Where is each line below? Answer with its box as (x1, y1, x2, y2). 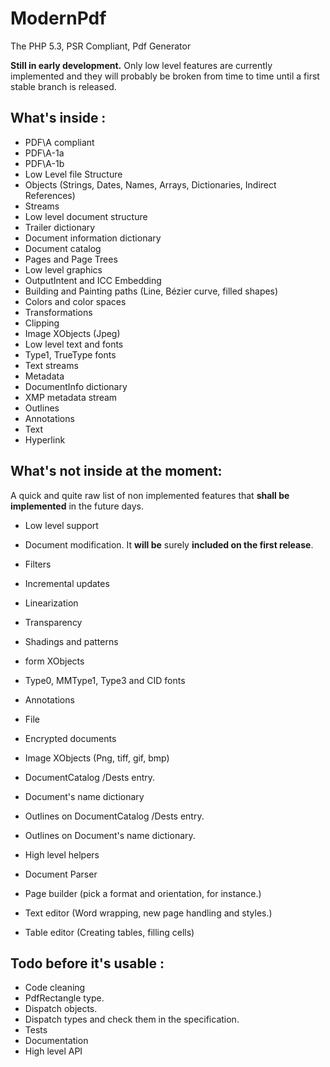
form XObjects (24, 655, 85, 667)
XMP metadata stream (24, 391, 118, 403)
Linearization (24, 597, 79, 609)
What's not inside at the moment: (10, 463, 223, 480)
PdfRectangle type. (24, 992, 105, 1004)
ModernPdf (10, 7, 107, 30)
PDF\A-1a (24, 147, 65, 159)
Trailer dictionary (24, 221, 96, 233)
